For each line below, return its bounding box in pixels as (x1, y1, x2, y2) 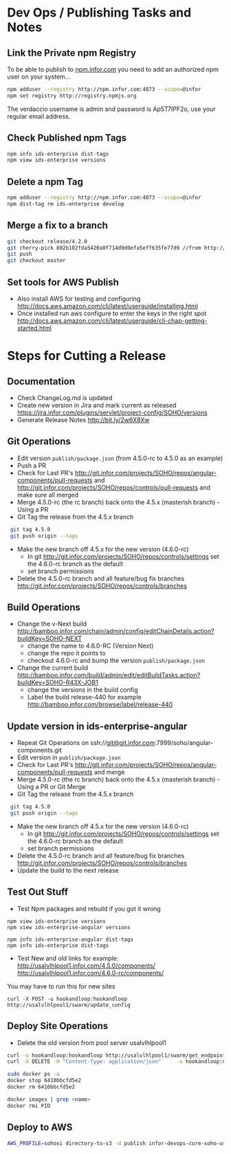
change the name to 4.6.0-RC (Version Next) (27, 641, 154, 650)
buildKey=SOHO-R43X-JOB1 (16, 678, 98, 687)
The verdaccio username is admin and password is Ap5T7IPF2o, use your (7, 105, 216, 113)
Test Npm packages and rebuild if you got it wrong (16, 904, 162, 913)
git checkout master (7, 257, 67, 264)
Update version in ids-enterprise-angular (7, 720, 188, 732)
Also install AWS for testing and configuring (16, 295, 141, 303)
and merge (93, 768, 125, 777)
